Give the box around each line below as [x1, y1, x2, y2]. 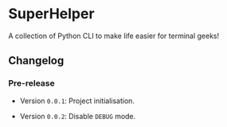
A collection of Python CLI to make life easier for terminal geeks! [8, 31, 220, 40]
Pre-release [8, 78, 56, 89]
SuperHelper [8, 5, 95, 23]
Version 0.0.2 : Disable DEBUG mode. [19, 111, 136, 121]
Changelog [8, 54, 65, 67]
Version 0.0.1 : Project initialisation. [19, 96, 135, 106]
